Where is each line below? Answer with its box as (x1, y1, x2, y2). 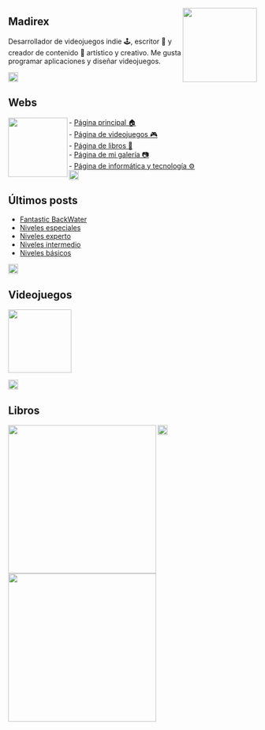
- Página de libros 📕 (69, 141, 133, 150)
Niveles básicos (19, 248, 72, 258)
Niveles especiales (19, 223, 81, 233)
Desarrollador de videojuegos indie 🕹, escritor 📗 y (8, 36, 172, 46)
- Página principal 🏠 (69, 117, 136, 127)
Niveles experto (19, 232, 71, 241)
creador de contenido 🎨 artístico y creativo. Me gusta (8, 47, 181, 57)
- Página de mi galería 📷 (69, 149, 150, 159)
